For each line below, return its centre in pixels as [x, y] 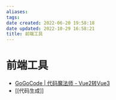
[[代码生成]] [29, 91]
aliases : [17, 12]
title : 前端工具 [25, 34]
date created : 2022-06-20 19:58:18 [51, 23]
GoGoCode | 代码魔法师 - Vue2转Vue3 [62, 83]
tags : [13, 17]
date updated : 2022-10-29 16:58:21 [51, 28]
